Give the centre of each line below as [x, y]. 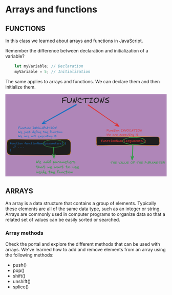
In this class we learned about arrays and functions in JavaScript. [74, 41]
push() [20, 265]
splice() [21, 287]
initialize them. [20, 87]
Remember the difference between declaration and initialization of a [77, 51]
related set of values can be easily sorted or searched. [63, 219]
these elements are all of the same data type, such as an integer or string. [83, 209]
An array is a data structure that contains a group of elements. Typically [81, 203]
